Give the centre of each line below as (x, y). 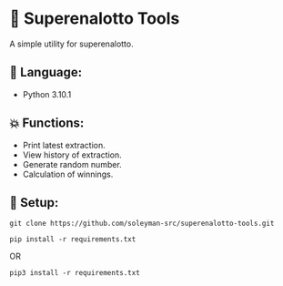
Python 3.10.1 (47, 94)
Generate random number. (72, 164)
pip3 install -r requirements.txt (75, 273)
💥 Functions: (47, 123)
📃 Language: (46, 72)
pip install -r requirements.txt (73, 240)
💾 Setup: (34, 203)
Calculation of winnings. (68, 174)
